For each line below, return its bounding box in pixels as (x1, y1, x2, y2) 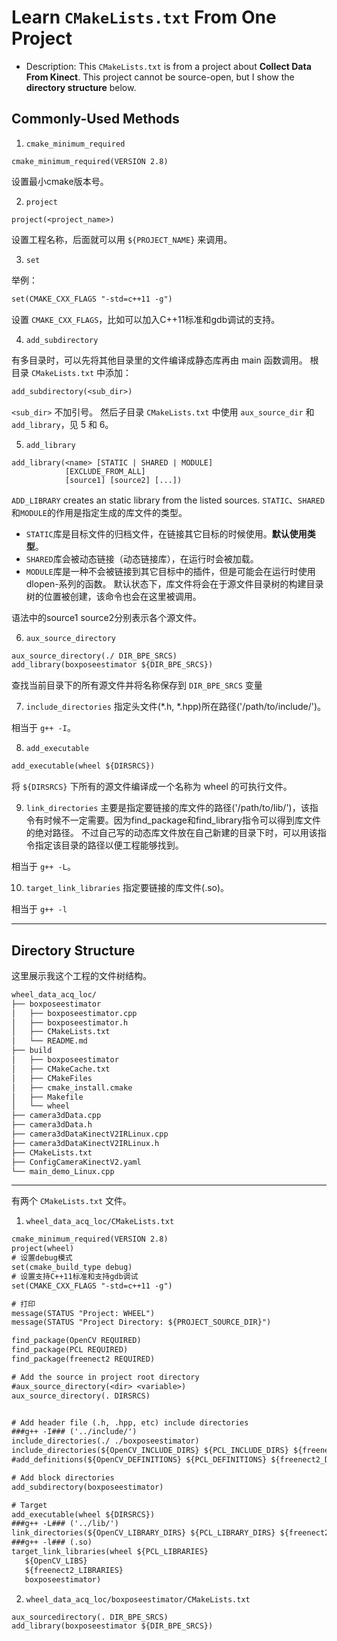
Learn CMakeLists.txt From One (11, 6, 277, 29)
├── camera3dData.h (11, 1120, 93, 1130)
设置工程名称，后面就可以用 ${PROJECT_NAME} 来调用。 (11, 233, 233, 245)
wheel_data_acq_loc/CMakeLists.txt (25, 1217, 175, 1227)
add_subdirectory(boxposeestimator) (11, 1482, 164, 1492)
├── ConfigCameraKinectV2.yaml (11, 1157, 142, 1167)
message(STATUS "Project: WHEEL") (11, 1308, 156, 1318)
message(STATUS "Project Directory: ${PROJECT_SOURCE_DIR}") (11, 1317, 272, 1328)
